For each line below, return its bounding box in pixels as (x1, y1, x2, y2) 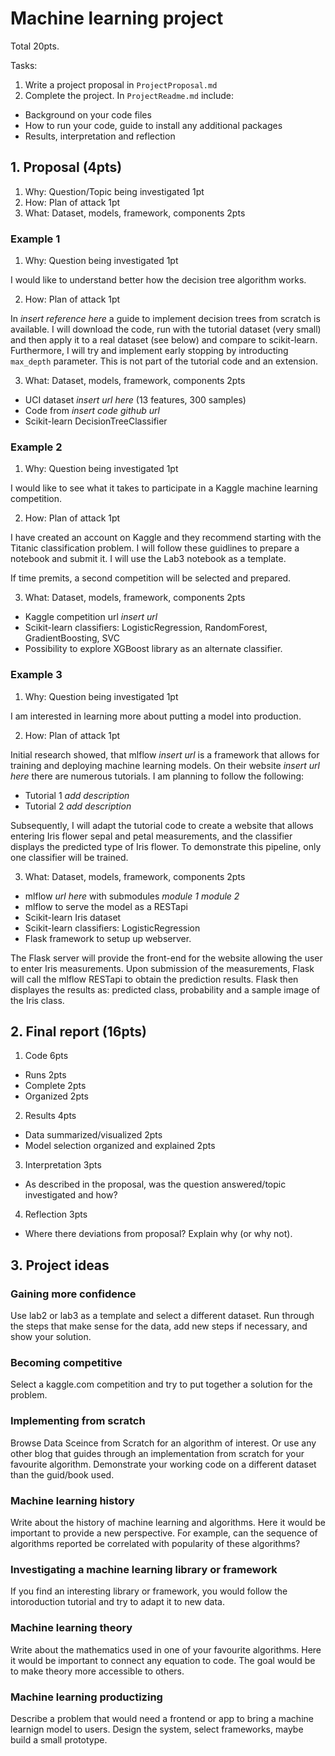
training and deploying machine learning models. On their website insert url (10, 759, 321, 771)
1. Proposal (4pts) (10, 159, 123, 176)
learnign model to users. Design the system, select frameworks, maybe (10, 1723, 304, 1735)
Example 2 (10, 440, 63, 454)
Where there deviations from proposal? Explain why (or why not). (24, 1228, 293, 1240)
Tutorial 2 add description (24, 800, 132, 812)
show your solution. (10, 1331, 92, 1343)
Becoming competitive (10, 1356, 123, 1370)
